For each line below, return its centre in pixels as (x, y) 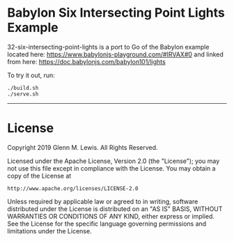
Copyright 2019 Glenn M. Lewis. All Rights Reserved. (83, 147)
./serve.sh (23, 94)
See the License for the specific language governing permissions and (107, 224)
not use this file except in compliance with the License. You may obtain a (111, 168)
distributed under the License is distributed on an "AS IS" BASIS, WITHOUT (115, 209)
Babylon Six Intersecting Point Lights (116, 13)
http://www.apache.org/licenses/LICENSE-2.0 (73, 188)
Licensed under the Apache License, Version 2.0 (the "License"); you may (114, 161)
